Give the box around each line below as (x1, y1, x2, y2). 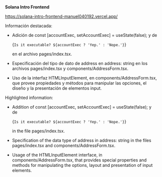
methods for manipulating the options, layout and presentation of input (12, 162, 153, 168)
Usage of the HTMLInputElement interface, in (12, 152, 103, 158)
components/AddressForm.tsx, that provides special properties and (12, 157, 147, 163)
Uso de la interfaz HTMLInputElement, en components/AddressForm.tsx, (12, 75, 157, 80)
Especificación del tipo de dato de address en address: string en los (12, 61, 148, 66)
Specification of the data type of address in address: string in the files (12, 138, 151, 143)
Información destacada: (5, 23, 52, 29)
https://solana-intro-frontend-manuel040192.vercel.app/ (5, 14, 118, 19)
